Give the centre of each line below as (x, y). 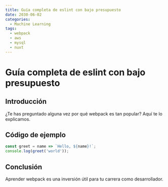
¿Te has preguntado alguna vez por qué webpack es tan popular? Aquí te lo (84, 113)
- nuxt (17, 47)
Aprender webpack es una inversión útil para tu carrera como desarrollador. (84, 179)
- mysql (18, 43)
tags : (11, 29)
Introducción (26, 102)
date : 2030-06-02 (24, 15)
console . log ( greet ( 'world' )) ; (37, 151)
